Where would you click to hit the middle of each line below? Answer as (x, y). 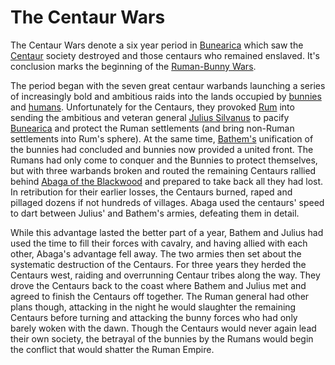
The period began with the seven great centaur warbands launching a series (168, 85)
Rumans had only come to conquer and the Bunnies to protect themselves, (164, 160)
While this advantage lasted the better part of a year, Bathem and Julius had (167, 232)
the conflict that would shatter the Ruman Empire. (112, 349)
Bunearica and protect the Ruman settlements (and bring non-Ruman (152, 128)
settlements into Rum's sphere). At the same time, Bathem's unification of (162, 138)
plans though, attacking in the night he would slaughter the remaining (153, 307)
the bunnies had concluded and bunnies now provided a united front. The (162, 149)
